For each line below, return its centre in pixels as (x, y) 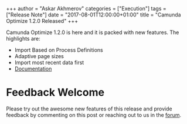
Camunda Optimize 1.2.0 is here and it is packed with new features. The (93, 32)
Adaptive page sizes (39, 56)
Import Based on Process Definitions (59, 50)
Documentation (33, 69)
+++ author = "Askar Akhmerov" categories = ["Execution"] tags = (86, 9)
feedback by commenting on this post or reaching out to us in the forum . (94, 115)
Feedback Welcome (55, 93)
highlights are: (23, 38)
